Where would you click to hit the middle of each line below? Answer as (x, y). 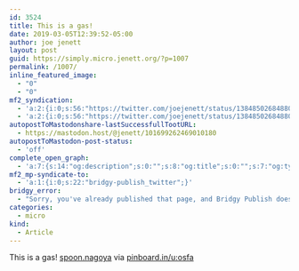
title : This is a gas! (51, 26)
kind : (19, 224)
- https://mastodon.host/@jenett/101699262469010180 (117, 133)
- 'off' (32, 149)
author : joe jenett (45, 42)
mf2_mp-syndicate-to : (49, 174)
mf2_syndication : (41, 100)
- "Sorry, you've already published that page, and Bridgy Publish (145, 199)
